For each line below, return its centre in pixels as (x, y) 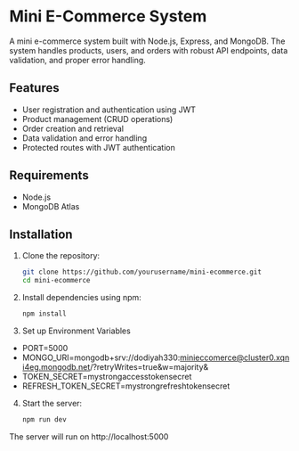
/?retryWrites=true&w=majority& (149, 367)
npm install (44, 314)
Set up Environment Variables (76, 331)
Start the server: (52, 403)
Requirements (49, 176)
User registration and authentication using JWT (109, 110)
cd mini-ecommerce (56, 281)
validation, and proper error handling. (78, 60)
